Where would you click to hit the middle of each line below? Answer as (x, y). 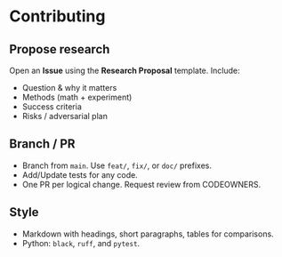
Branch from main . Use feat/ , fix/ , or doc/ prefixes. (117, 165)
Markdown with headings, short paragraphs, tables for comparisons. (148, 234)
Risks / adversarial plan (65, 116)
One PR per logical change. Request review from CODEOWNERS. (141, 184)
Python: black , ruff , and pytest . (81, 243)
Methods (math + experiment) (77, 97)
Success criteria (52, 107)
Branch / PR (42, 144)
